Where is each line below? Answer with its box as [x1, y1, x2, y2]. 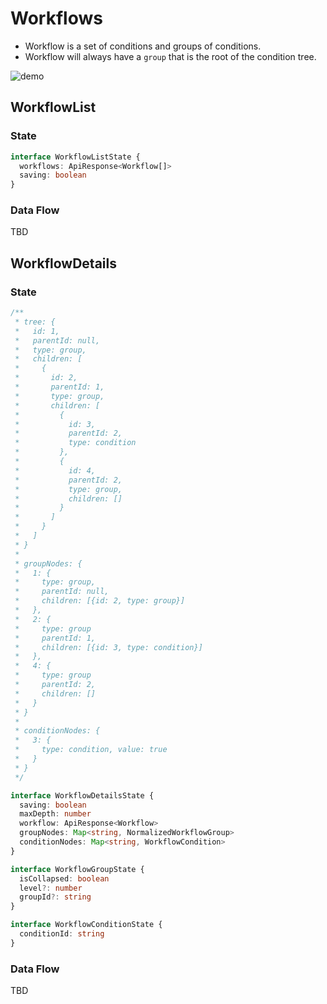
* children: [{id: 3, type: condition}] [14, 642, 203, 652]
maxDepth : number [19, 809, 92, 819]
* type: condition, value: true [14, 745, 168, 755]
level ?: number [19, 883, 83, 893]
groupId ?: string [19, 892, 92, 902]
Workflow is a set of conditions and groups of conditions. [24, 40, 262, 52]
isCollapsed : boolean [19, 873, 110, 884]
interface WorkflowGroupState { [10, 864, 145, 874]
